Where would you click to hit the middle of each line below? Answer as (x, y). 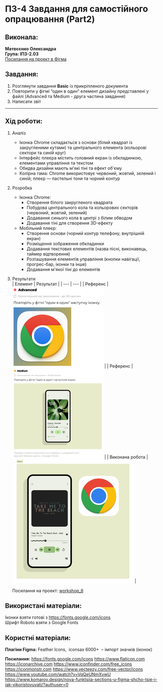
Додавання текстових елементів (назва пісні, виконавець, (87, 249)
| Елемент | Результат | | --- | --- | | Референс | (60, 284)
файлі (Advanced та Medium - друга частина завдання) (69, 96)
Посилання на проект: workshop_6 (48, 591)
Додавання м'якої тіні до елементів (63, 269)
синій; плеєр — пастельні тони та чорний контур (70, 178)
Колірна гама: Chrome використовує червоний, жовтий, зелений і (88, 173)
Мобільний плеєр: (38, 228)
